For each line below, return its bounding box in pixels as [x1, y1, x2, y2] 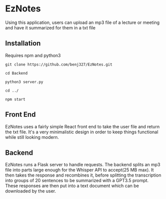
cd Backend [5, 71, 28, 76]
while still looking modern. [5, 134, 59, 140]
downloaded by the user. [5, 188, 56, 194]
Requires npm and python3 [5, 52, 61, 58]
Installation [5, 39, 41, 48]
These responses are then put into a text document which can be [5, 183, 139, 189]
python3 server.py [5, 79, 43, 85]
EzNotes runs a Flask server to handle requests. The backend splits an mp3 [5, 162, 161, 168]
